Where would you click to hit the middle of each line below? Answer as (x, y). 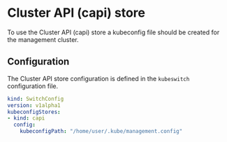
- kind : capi (26, 118)
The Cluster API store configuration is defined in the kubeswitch (98, 78)
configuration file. (32, 86)
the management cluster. (43, 39)
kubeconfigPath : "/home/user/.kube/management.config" (101, 132)
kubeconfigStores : (34, 112)
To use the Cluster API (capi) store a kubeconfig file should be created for (113, 32)
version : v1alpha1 (34, 105)
